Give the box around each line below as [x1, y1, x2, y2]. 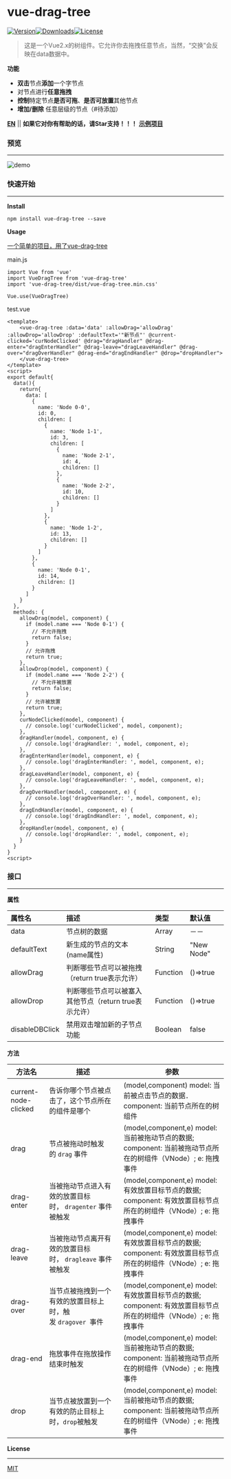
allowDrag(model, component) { [19, 614, 109, 622]
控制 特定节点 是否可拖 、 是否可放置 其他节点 [16, 96, 138, 104]
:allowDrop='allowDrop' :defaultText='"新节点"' [7, 331, 146, 338]
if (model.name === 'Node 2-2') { [25, 671, 125, 678]
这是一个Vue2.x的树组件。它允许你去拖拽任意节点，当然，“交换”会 [23, 41, 212, 49]
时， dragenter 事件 [49, 1202, 112, 1211]
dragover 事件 [58, 1317, 104, 1326]
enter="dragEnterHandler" [7, 344, 81, 350]
